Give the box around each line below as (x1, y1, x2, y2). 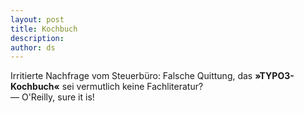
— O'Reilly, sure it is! (10, 91, 95, 103)
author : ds (10, 42, 56, 53)
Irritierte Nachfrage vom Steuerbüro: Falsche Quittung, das (10, 70, 253, 82)
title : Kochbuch (10, 24, 78, 34)
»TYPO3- (254, 70, 295, 82)
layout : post (10, 14, 65, 25)
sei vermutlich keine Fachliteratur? (61, 81, 204, 93)
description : (10, 33, 65, 43)
